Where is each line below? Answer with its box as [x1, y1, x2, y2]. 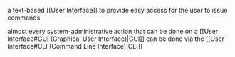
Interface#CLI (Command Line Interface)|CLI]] [7, 42, 143, 50]
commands [7, 13, 41, 22]
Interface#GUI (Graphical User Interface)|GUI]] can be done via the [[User [7, 34, 225, 43]
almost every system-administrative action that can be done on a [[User [7, 27, 219, 35]
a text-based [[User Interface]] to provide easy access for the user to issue [7, 6, 228, 14]
